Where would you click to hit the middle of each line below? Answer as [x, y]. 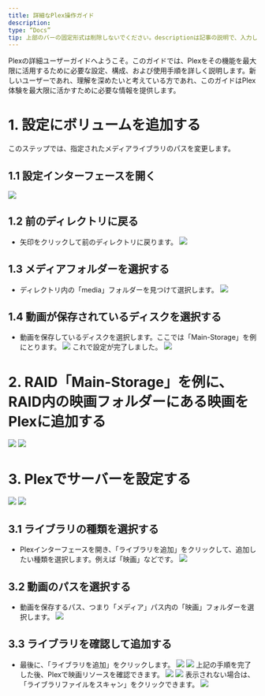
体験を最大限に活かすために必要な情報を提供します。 [94, 91]
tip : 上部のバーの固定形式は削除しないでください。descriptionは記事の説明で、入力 [130, 37]
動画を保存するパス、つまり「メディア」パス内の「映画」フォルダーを [133, 607]
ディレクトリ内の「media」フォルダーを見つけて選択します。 [119, 289]
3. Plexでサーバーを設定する [100, 479]
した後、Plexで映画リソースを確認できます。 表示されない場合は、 [137, 674]
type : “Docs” [30, 30]
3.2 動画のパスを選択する [70, 587]
